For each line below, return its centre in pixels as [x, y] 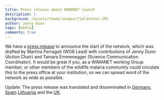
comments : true [21, 32]
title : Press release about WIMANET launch [50, 10]
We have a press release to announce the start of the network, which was [79, 46]
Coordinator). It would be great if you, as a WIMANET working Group [74, 62]
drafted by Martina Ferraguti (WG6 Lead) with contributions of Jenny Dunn [80, 51]
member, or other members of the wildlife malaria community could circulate [82, 67]
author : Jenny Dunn [25, 23]
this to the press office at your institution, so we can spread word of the [77, 72]
